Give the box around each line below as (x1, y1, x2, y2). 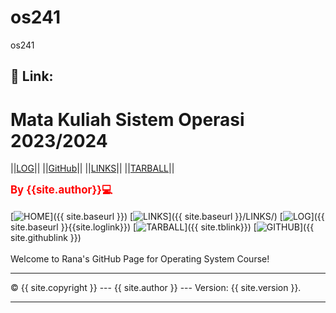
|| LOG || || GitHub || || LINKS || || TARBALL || (10, 162, 175, 175)
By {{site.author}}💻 (10, 183, 113, 197)
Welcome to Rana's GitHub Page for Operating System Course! (10, 253, 270, 265)
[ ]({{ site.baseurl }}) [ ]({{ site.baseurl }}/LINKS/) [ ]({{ (10, 211, 325, 223)
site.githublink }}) (10, 232, 82, 244)
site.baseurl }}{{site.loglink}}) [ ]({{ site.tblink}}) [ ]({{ (10, 221, 315, 233)
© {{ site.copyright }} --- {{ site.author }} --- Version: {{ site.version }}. (10, 282, 302, 294)
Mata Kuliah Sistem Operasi (10, 108, 245, 131)
